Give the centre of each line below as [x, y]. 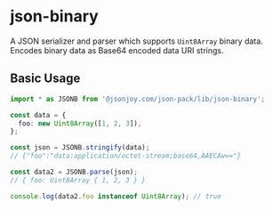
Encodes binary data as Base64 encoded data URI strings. [117, 50]
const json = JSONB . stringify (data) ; [80, 148]
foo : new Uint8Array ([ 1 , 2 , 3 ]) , [80, 123]
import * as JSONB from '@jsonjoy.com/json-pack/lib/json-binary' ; [138, 99]
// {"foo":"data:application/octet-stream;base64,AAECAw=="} [126, 156]
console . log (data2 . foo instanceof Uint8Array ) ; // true [116, 196]
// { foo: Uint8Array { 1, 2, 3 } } [78, 180]
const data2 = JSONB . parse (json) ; [74, 172]
